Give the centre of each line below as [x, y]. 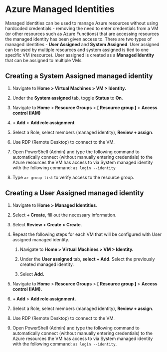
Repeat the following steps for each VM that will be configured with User [87, 234]
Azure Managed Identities [60, 9]
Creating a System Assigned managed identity [79, 76]
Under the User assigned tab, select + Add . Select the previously [87, 259]
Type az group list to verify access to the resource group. [73, 177]
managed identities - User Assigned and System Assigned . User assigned [82, 44]
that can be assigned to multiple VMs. [44, 60]
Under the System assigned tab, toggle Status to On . [68, 98]
